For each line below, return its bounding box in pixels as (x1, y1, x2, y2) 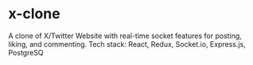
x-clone (8, 5, 61, 23)
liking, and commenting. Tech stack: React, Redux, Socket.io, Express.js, (8, 39, 247, 48)
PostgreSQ (8, 48, 44, 57)
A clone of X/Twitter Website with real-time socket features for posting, (8, 31, 243, 40)
